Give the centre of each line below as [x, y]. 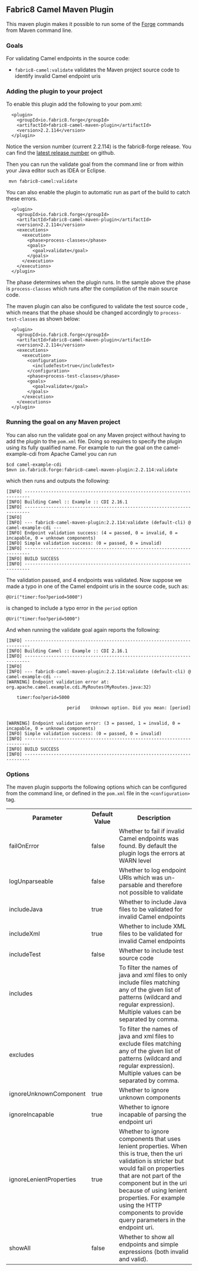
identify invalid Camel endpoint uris [58, 76]
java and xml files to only [153, 975]
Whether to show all [146, 1237]
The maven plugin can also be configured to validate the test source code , [97, 306]
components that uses [150, 1139]
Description [154, 818]
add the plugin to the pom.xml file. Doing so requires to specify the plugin [94, 441]
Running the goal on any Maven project [63, 422]
